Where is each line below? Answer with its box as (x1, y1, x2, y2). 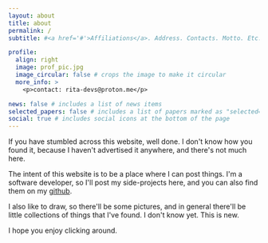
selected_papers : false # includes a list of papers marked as (8, 107, 223, 116)
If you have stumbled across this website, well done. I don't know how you (8, 137, 253, 146)
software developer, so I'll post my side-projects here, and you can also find (8, 177, 258, 188)
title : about (8, 19, 52, 27)
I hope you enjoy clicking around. (8, 225, 118, 236)
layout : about (8, 11, 56, 20)
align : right (15, 56, 59, 64)
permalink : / (8, 26, 52, 34)
